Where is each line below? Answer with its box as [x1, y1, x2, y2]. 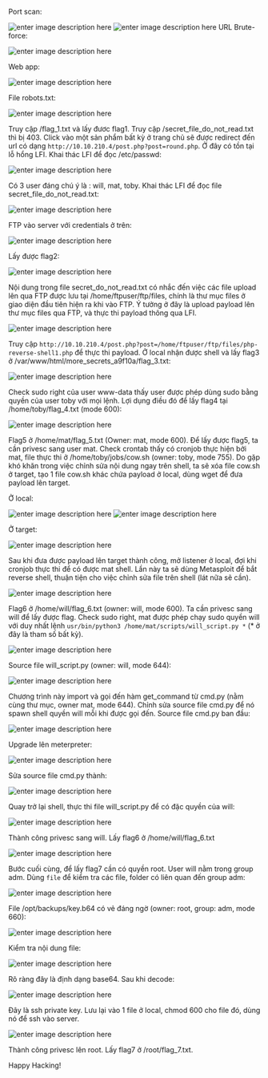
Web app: [8, 62, 40, 71]
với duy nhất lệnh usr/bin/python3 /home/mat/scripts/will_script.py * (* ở [8, 621, 261, 630]
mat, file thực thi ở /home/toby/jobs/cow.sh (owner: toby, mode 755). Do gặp [8, 452, 260, 462]
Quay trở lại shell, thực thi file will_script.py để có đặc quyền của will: [8, 802, 235, 811]
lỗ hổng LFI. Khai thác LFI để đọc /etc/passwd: [8, 150, 162, 159]
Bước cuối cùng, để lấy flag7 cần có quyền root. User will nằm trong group [8, 864, 254, 873]
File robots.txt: [8, 93, 56, 103]
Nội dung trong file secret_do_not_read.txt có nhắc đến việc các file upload [8, 282, 257, 292]
